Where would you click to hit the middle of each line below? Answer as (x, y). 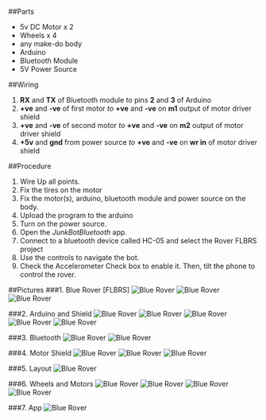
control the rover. (48, 274)
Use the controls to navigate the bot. (79, 257)
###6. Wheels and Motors (51, 384)
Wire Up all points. (50, 181)
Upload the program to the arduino (76, 215)
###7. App (25, 408)
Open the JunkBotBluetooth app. (73, 232)
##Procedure (30, 166)
